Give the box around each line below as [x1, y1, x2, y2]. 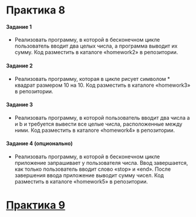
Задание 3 [6, 101, 33, 108]
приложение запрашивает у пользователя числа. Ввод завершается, [14, 160, 188, 166]
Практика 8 [6, 4, 66, 17]
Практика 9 [6, 199, 66, 212]
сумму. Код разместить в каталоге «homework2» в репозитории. [14, 49, 178, 56]
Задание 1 [6, 23, 32, 30]
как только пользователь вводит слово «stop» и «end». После [14, 165, 171, 172]
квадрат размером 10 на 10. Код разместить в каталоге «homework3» [14, 82, 191, 89]
